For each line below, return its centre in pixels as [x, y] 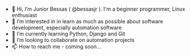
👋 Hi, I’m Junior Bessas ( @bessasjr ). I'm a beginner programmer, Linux [98, 9]
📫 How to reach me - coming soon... [56, 46]
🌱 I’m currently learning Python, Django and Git [68, 34]
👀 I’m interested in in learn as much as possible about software [87, 21]
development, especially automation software [66, 27]
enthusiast [24, 15]
